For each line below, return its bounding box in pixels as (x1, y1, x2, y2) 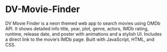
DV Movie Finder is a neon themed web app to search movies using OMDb (5, 20, 161, 26)
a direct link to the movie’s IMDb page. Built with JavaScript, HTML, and (5, 36, 155, 42)
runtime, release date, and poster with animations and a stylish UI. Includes (5, 31, 162, 37)
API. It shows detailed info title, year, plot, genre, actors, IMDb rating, (5, 25, 149, 31)
